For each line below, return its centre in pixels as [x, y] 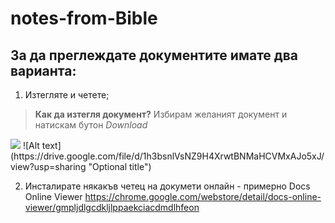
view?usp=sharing [48, 166]
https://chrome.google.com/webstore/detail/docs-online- [203, 196]
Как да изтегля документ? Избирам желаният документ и [161, 114]
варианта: [43, 70]
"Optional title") [120, 166]
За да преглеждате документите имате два [154, 55]
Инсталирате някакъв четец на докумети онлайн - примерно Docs [167, 186]
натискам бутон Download [91, 125]
